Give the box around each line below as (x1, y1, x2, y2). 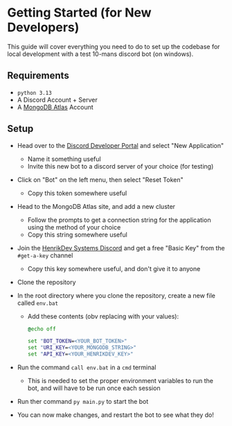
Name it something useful (27, 154, 102, 163)
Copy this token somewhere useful (27, 189, 127, 197)
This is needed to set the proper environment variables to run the (27, 377, 213, 385)
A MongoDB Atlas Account (17, 102, 93, 111)
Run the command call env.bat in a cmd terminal (17, 363, 157, 371)
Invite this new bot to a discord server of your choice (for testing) (27, 162, 214, 170)
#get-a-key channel (17, 251, 73, 259)
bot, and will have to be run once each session (27, 384, 161, 392)
